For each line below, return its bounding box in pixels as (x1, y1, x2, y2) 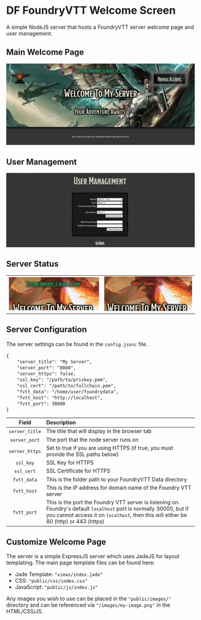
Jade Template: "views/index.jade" (14, 571, 103, 578)
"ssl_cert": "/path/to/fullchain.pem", (17, 383, 117, 389)
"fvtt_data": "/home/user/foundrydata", (17, 389, 119, 395)
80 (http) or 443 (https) (45, 518, 105, 525)
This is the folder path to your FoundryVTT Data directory (45, 475, 187, 483)
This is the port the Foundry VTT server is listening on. (45, 499, 180, 506)
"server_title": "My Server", (17, 359, 93, 365)
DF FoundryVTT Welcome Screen (6, 4, 176, 17)
